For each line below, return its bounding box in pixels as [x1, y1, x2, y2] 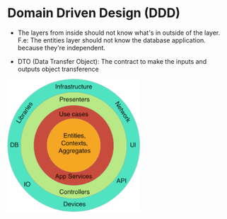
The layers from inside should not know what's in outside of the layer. [17, 28, 221, 37]
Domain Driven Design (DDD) [7, 5, 180, 21]
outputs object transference [17, 64, 99, 73]
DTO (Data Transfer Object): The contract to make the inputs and [17, 57, 207, 65]
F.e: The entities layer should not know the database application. [17, 35, 206, 44]
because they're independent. [17, 43, 106, 52]
